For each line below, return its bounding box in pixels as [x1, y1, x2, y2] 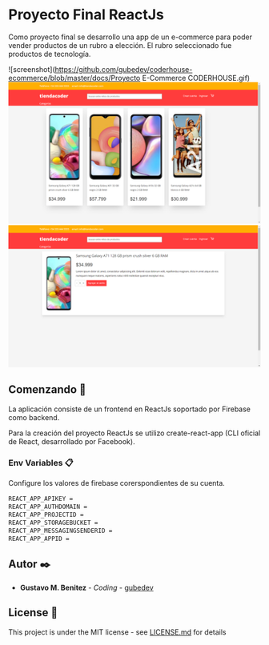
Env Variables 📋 [8, 457, 74, 468]
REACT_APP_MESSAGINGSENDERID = [8, 527, 113, 535]
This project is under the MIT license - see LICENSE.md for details [8, 627, 227, 637]
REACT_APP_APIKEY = [8, 495, 74, 503]
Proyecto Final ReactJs [8, 6, 164, 24]
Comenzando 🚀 [8, 383, 86, 397]
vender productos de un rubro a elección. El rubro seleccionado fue [8, 40, 232, 50]
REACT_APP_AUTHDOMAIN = [8, 503, 88, 511]
